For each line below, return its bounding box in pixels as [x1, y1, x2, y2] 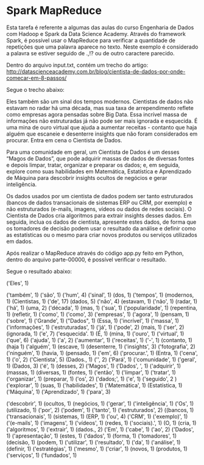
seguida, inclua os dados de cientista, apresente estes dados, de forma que [6, 218, 197, 226]
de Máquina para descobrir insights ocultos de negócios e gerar [6, 174, 167, 181]
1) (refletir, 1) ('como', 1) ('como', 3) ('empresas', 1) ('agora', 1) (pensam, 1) [6, 311, 190, 318]
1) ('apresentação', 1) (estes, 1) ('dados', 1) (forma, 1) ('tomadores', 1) [6, 432, 177, 439]
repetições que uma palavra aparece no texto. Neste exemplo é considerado [6, 43, 199, 50]
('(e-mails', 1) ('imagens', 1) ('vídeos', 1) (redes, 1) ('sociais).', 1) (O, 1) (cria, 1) [6, 419, 197, 426]
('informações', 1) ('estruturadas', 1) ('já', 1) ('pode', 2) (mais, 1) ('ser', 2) [6, 323, 185, 331]
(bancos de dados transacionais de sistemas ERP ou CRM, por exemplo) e [6, 199, 192, 206]
